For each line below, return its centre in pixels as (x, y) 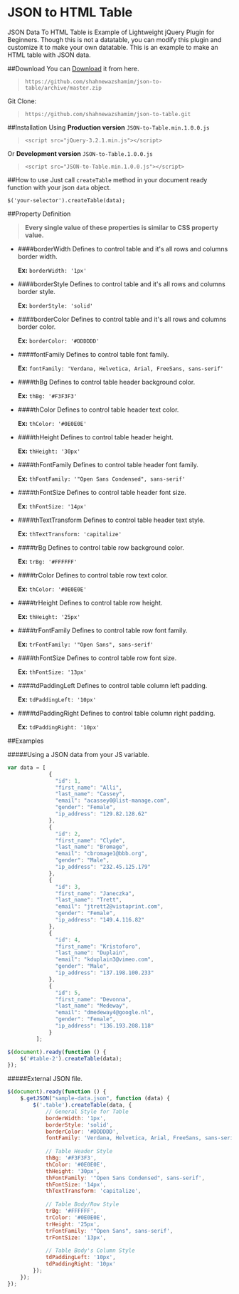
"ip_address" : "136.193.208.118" (105, 1026)
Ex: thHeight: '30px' (49, 451)
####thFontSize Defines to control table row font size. (97, 658)
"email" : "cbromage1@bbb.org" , (101, 854)
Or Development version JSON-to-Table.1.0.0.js (80, 153)
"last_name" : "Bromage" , (92, 847)
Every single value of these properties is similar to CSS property (121, 227)
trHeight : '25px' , (73, 1224)
